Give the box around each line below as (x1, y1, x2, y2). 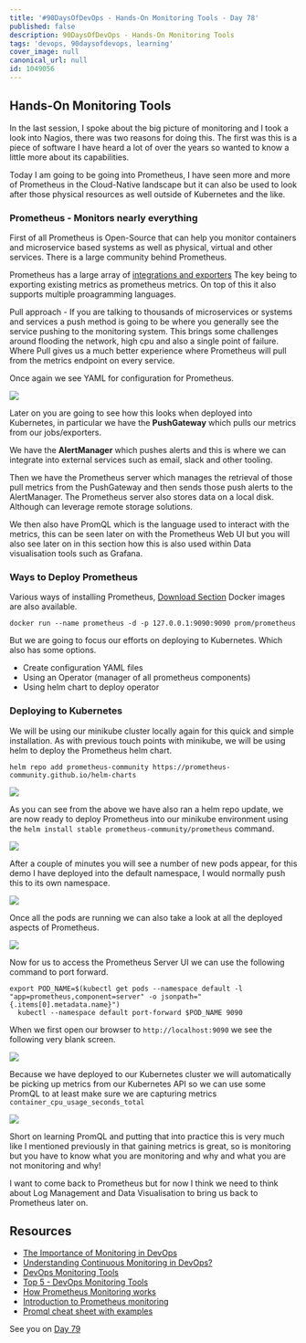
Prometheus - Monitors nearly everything (9, 211, 198, 224)
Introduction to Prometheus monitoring (22, 1296, 169, 1307)
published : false (9, 22, 76, 31)
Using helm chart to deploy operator (22, 682, 160, 693)
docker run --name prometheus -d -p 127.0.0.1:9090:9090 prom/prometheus (9, 619, 297, 629)
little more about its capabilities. (9, 152, 130, 163)
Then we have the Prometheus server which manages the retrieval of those (9, 471, 293, 482)
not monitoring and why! (9, 1159, 102, 1170)
